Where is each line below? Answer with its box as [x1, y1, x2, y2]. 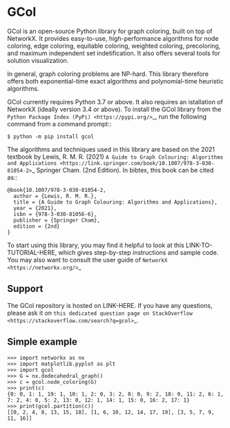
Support [7, 283, 44, 295]
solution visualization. [7, 56, 69, 64]
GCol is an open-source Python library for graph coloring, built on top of [7, 27, 213, 35]
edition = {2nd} [13, 222, 60, 230]
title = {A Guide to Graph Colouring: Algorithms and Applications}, [13, 198, 218, 206]
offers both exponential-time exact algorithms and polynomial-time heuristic [7, 77, 224, 85]
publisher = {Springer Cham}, [13, 217, 100, 224]
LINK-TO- [185, 241, 213, 249]
